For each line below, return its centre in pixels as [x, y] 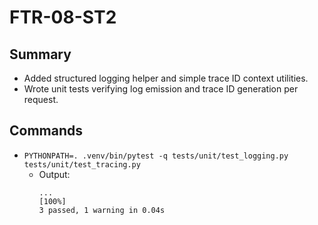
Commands [46, 131]
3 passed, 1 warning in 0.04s [102, 210]
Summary [40, 54]
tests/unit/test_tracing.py [82, 164]
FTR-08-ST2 [63, 17]
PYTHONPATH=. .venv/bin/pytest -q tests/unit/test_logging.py [156, 156]
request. [41, 99]
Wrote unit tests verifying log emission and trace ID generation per [161, 89]
